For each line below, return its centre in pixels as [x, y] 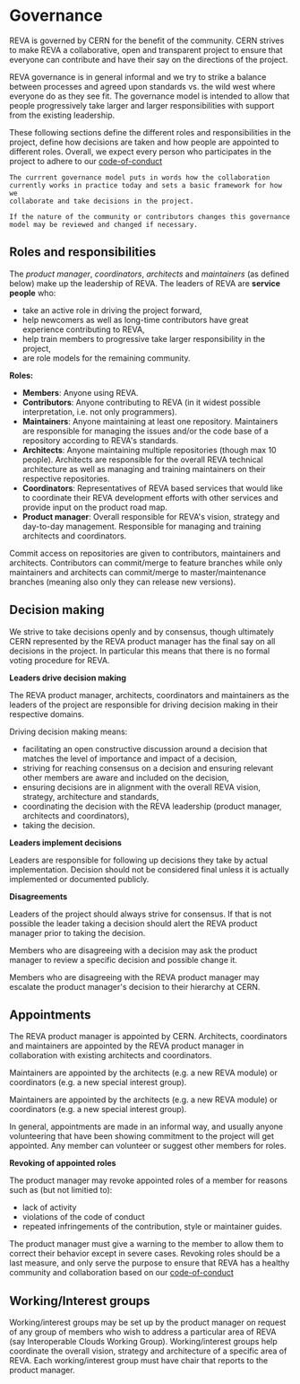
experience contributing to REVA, [83, 329]
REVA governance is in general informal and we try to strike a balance [138, 76]
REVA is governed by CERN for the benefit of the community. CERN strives [147, 40]
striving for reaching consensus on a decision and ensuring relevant [148, 767]
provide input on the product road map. [95, 507]
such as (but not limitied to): [61, 1190]
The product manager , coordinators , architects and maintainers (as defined [149, 274]
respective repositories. [66, 478]
